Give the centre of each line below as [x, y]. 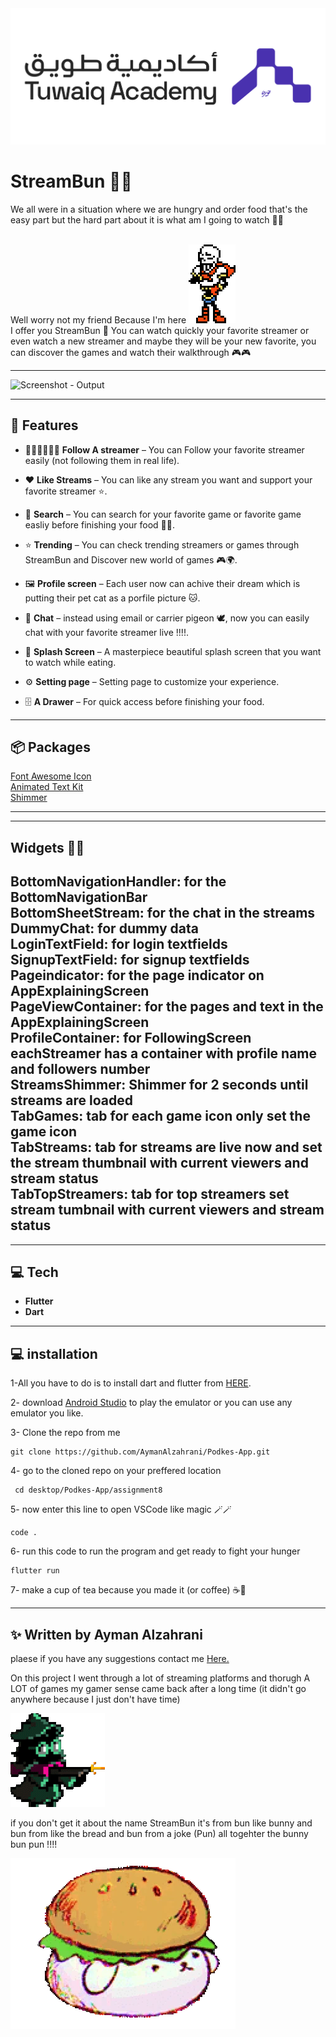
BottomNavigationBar [79, 897]
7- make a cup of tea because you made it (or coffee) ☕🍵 [128, 1590]
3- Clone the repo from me [65, 1433]
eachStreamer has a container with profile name [164, 1053]
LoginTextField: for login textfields [119, 944]
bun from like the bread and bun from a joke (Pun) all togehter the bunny [159, 1833]
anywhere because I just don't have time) [95, 1699]
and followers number [80, 1069]
